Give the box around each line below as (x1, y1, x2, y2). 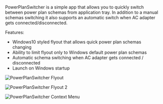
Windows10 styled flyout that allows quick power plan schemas (12, 39, 142, 45)
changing (12, 44, 32, 50)
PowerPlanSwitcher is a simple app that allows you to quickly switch (5, 4, 144, 10)
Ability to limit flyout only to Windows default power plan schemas (12, 49, 147, 55)
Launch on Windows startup (12, 65, 70, 71)
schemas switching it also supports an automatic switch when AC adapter (5, 15, 156, 20)
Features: (5, 30, 25, 35)
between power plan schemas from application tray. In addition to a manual (5, 9, 159, 15)
